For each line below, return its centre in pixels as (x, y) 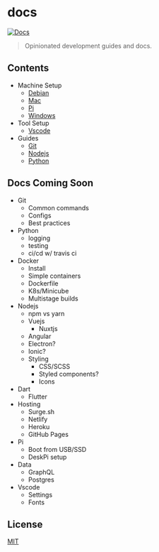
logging (39, 238)
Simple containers (54, 276)
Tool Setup (33, 123)
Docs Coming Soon (51, 183)
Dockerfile (43, 283)
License (25, 524)
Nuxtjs (48, 328)
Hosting (29, 404)
